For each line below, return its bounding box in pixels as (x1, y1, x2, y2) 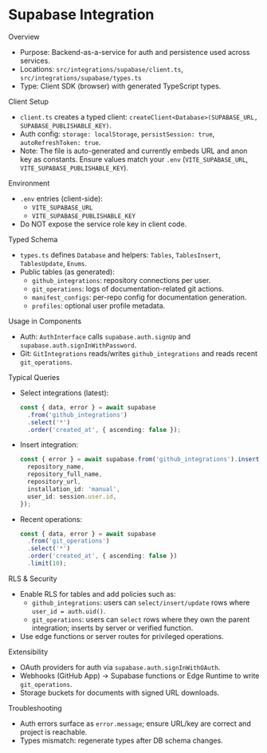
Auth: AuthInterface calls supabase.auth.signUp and (19, 331, 191, 341)
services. (19, 56, 50, 65)
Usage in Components (8, 316, 82, 326)
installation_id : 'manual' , (27, 484, 121, 493)
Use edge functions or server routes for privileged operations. (19, 631, 225, 641)
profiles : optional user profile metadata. (31, 300, 166, 310)
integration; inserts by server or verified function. (31, 623, 194, 633)
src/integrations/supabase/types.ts (19, 74, 142, 82)
